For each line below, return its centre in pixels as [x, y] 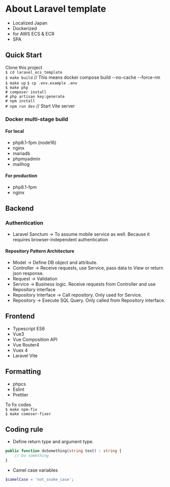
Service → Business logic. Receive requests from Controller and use [84, 284]
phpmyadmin [26, 159]
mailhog [21, 164]
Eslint [18, 389]
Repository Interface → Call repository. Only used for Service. [77, 295]
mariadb [21, 153]
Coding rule [24, 429]
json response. [28, 273]
